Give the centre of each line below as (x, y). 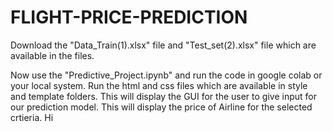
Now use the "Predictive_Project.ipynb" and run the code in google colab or (166, 75)
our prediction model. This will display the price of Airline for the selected (161, 107)
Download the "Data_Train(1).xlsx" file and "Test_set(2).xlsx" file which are (163, 45)
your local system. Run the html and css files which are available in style (159, 85)
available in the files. (52, 55)
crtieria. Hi (32, 117)
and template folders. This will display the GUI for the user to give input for (163, 96)
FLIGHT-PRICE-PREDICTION (129, 17)
